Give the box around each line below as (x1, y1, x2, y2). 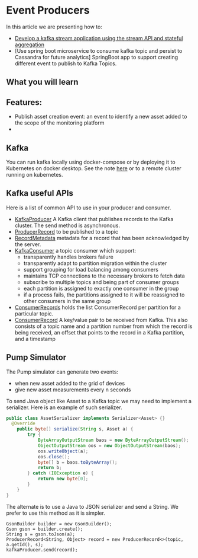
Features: (6, 97, 43, 107)
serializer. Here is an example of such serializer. (6, 404, 122, 411)
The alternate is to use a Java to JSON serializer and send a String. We (6, 503, 178, 510)
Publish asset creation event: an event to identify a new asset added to (14, 113, 187, 120)
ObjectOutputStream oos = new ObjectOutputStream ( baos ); (37, 442, 181, 448)
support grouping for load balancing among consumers (23, 266, 158, 273)
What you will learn (6, 77, 79, 87)
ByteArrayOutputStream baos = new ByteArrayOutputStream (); (37, 437, 189, 444)
